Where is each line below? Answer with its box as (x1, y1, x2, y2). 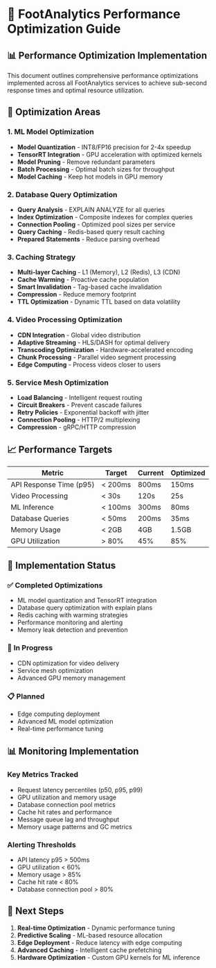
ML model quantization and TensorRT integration (17, 596, 157, 605)
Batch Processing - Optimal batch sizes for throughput (17, 165, 175, 173)
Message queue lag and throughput (17, 815, 120, 824)
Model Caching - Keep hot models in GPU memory (17, 172, 163, 181)
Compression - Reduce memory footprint (17, 290, 136, 299)
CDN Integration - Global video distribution (17, 331, 141, 339)
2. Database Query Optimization (7, 190, 118, 199)
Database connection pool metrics (17, 800, 116, 808)
